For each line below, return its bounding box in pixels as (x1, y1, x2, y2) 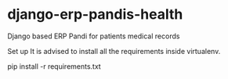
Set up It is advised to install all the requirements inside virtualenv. (7, 46, 221, 56)
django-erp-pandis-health (7, 5, 183, 23)
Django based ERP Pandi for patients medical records (7, 31, 180, 41)
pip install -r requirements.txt (7, 61, 101, 71)
